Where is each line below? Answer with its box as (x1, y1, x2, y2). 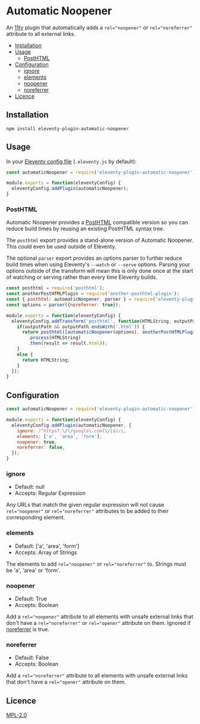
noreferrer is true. (6, 626, 49, 633)
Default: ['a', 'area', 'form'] (14, 542, 80, 550)
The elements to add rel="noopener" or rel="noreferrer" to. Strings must (6, 560, 186, 568)
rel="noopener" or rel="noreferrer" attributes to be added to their (6, 507, 169, 514)
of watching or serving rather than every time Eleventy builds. (6, 273, 158, 281)
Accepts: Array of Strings (14, 549, 77, 556)
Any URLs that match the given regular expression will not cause (6, 501, 165, 509)
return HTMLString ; (21, 357, 70, 363)
